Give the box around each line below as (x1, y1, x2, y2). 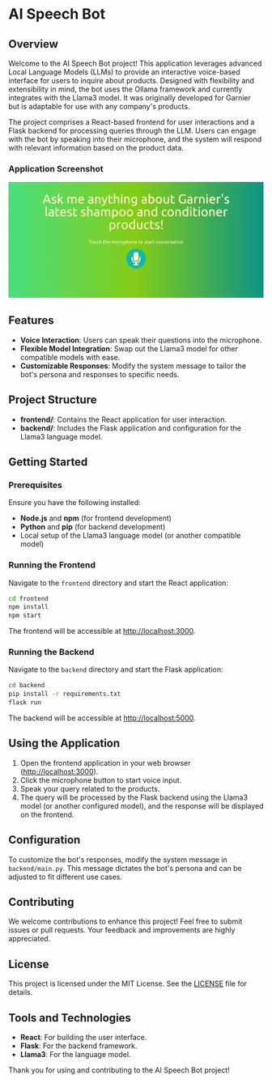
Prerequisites (8, 479, 62, 491)
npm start (8, 612, 42, 620)
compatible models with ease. (19, 352, 121, 362)
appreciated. (8, 934, 51, 944)
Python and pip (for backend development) (19, 522, 166, 532)
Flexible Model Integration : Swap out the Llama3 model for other (19, 343, 239, 353)
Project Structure (8, 393, 97, 407)
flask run (8, 699, 42, 707)
